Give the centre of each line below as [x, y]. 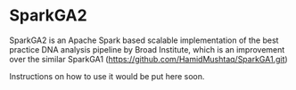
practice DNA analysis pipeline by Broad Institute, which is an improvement [147, 49]
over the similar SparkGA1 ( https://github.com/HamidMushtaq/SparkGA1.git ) [148, 59]
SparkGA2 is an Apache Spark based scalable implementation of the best [144, 40]
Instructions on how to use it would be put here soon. [107, 76]
